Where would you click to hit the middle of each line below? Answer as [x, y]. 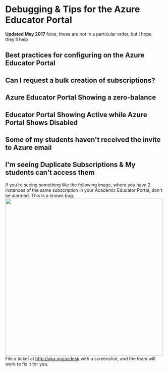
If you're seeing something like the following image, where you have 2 [78, 185]
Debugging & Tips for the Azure [73, 9]
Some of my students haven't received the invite [83, 140]
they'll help [17, 39]
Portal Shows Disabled [42, 122]
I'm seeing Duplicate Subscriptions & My [70, 165]
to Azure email [29, 147]
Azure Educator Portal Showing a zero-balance [81, 98]
